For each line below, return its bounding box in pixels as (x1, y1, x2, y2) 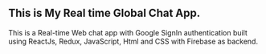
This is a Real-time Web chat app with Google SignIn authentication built (8, 27, 248, 37)
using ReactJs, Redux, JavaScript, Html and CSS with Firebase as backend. (8, 36, 259, 46)
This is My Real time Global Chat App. (8, 6, 201, 20)
